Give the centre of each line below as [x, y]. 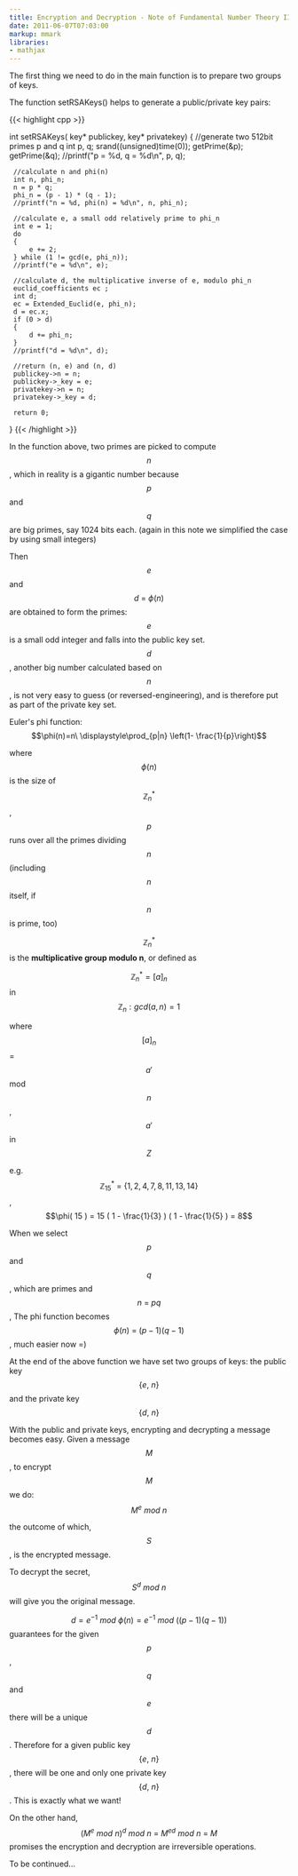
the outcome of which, [50, 1527]
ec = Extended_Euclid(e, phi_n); [75, 304]
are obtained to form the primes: [68, 612]
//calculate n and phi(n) [61, 172]
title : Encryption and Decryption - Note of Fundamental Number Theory [144, 17]
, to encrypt [30, 1467]
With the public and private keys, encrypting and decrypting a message [140, 1429]
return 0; [31, 413]
